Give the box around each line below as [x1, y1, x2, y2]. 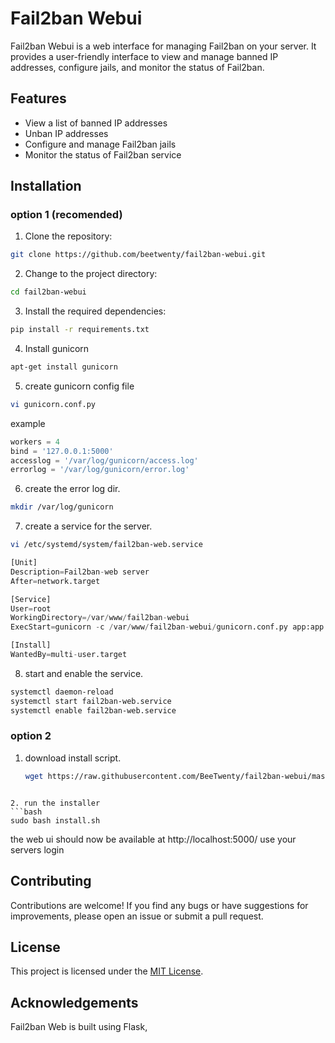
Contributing [10, 873, 92, 890]
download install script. [24, 752, 122, 764]
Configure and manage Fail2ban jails [24, 138, 177, 150]
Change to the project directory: [24, 268, 158, 280]
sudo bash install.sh [10, 815, 101, 826]
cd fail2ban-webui [10, 287, 87, 297]
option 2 [10, 729, 52, 743]
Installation [10, 178, 82, 195]
